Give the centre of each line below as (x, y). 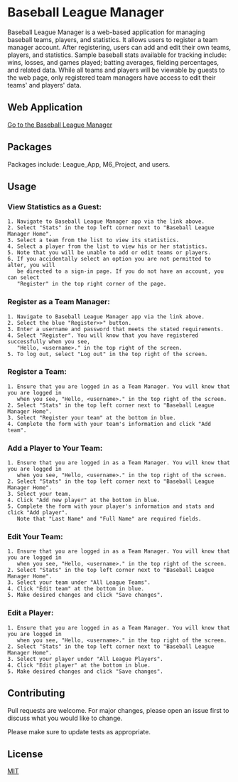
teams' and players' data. (44, 85)
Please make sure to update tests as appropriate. (79, 731)
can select (23, 278)
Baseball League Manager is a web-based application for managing (106, 32)
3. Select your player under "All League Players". (85, 659)
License (25, 754)
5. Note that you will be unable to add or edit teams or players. (109, 253)
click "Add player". (38, 513)
